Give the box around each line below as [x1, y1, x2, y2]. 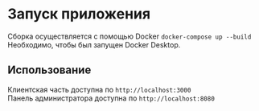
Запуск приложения [7, 5, 150, 23]
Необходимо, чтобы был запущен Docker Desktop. [7, 39, 181, 49]
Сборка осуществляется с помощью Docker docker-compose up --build [7, 31, 252, 41]
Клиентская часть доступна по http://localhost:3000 [7, 84, 191, 94]
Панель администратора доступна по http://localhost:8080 [7, 93, 215, 103]
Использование [7, 64, 92, 77]
